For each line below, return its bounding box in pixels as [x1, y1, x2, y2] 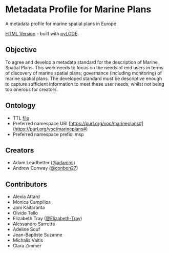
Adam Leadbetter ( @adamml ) [12, 160, 75, 166]
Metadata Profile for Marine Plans [5, 4, 152, 15]
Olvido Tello [12, 210, 38, 216]
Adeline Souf [12, 226, 40, 232]
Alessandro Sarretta [12, 221, 55, 227]
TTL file [12, 114, 29, 121]
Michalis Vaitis [12, 237, 44, 243]
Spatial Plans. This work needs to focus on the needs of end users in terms [5, 64, 164, 70]
